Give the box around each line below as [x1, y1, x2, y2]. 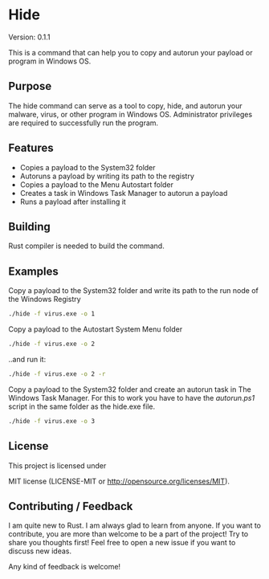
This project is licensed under [8, 460, 107, 471]
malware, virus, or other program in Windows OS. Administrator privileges [8, 109, 253, 119]
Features [8, 141, 54, 155]
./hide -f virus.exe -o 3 [8, 417, 95, 425]
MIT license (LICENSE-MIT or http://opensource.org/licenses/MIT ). [8, 476, 230, 486]
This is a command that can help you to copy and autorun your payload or [8, 47, 253, 57]
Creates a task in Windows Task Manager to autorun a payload [19, 188, 228, 198]
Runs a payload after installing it [19, 197, 126, 206]
